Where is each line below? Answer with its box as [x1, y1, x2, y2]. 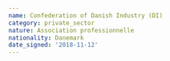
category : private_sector [8, 19, 95, 27]
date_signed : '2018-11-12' [8, 41, 99, 49]
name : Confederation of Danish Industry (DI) [8, 11, 163, 20]
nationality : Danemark [8, 33, 84, 42]
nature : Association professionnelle [8, 26, 135, 34]
